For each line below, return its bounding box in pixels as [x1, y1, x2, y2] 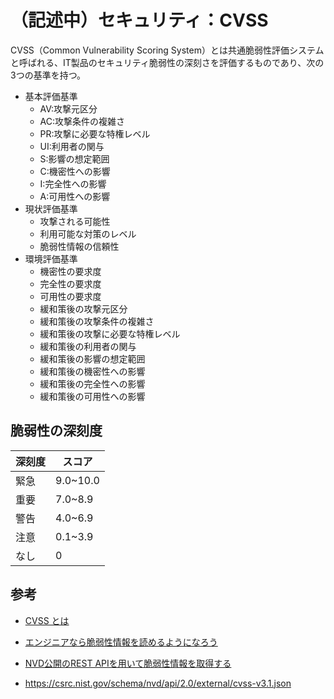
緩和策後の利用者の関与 [39, 340, 137, 352]
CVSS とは [24, 614, 70, 626]
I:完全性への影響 [39, 177, 107, 190]
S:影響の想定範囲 [39, 152, 110, 165]
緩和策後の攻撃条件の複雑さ [39, 315, 155, 327]
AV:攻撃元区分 [39, 102, 98, 115]
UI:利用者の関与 [39, 140, 105, 152]
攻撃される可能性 [39, 215, 111, 227]
